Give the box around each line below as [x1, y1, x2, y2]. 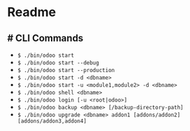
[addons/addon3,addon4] [17, 118, 87, 125]
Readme [7, 4, 57, 20]
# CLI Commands [7, 32, 84, 44]
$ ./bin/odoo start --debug [17, 60, 99, 67]
